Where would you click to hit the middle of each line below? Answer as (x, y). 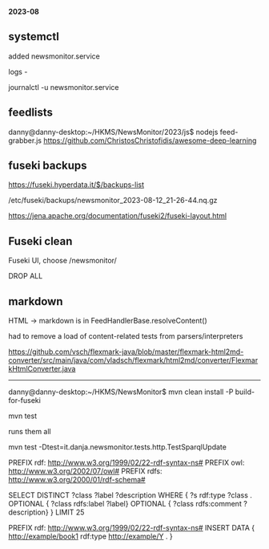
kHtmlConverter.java (42, 369)
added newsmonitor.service (54, 56)
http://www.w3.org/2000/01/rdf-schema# (77, 480)
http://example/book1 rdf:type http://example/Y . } (91, 536)
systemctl (34, 37)
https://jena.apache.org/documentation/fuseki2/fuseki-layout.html (117, 216)
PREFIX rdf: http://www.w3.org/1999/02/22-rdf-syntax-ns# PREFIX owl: (126, 463)
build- (245, 392)
